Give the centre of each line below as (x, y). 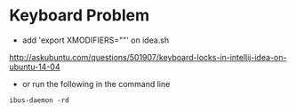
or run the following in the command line (96, 84)
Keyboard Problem (79, 16)
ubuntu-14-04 (35, 67)
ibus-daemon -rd (39, 100)
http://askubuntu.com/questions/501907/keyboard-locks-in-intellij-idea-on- (148, 57)
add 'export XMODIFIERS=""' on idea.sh (96, 40)
